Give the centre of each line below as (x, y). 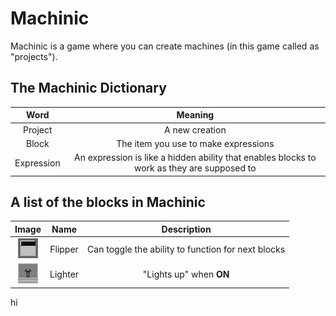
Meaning (195, 115)
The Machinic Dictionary (88, 88)
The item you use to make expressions (195, 143)
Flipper (64, 249)
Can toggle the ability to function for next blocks (186, 249)
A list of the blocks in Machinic (108, 202)
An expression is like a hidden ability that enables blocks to (195, 157)
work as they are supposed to (195, 168)
